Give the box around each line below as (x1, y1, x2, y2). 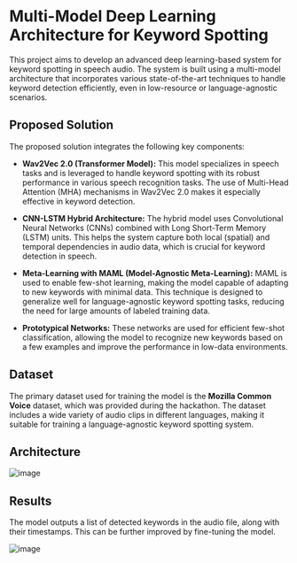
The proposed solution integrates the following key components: (9, 141, 246, 151)
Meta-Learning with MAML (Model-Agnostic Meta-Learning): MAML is (21, 267, 288, 278)
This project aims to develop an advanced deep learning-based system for (9, 54, 282, 65)
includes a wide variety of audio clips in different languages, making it (9, 409, 265, 420)
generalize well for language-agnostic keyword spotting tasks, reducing (21, 296, 285, 306)
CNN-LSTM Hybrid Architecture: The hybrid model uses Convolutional (21, 212, 284, 223)
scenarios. (9, 91, 48, 103)
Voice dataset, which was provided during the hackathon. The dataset (9, 400, 266, 411)
